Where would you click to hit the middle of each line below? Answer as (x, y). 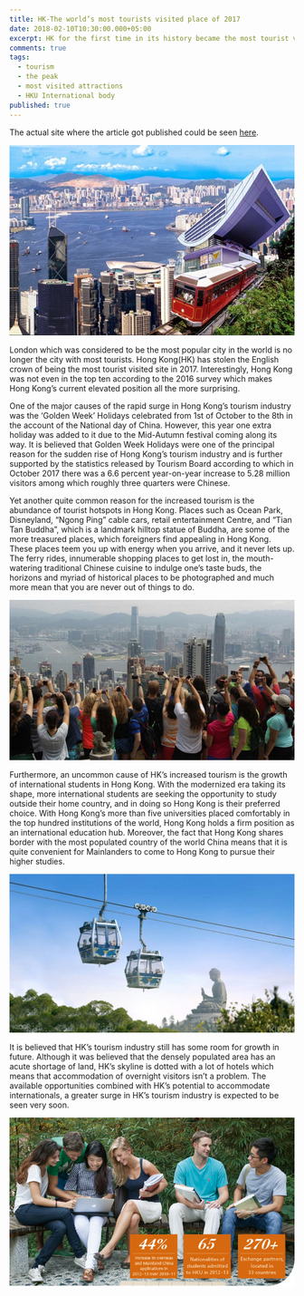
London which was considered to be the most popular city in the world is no (151, 350)
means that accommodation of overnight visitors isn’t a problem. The (138, 1076)
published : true (40, 105)
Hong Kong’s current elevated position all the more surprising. (125, 388)
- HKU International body (66, 95)
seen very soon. (39, 1105)
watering (26, 567)
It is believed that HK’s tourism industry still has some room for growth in (144, 1048)
